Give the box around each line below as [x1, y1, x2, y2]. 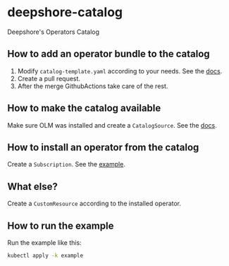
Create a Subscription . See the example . [7, 160, 125, 169]
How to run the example [7, 219, 114, 231]
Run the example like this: [7, 238, 82, 247]
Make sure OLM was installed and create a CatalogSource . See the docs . [7, 121, 217, 129]
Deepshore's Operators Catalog [7, 28, 100, 36]
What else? [7, 181, 58, 193]
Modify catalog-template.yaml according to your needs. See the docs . [17, 66, 223, 75]
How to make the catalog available [7, 102, 161, 114]
